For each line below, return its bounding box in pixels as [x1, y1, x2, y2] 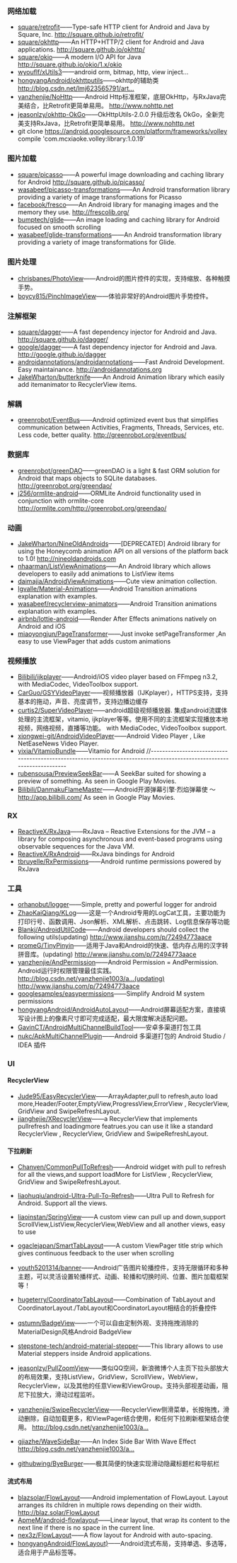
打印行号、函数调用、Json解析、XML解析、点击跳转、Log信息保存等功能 [17, 917, 230, 926]
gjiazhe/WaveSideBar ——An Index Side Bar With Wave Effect [17, 1437, 197, 1446]
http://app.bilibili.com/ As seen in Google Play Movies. [17, 794, 175, 802]
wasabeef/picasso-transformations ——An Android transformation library [17, 185, 231, 194]
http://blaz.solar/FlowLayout [17, 1508, 100, 1516]
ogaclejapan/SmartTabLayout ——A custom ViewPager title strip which [17, 1241, 224, 1250]
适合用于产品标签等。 [17, 1547, 80, 1557]
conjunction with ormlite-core [17, 496, 105, 505]
